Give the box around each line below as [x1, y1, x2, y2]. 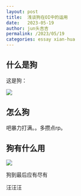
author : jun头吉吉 [6, 25, 49, 32]
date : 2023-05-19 [6, 20, 54, 26]
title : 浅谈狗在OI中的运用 [6, 14, 68, 20]
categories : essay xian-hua [6, 36, 76, 42]
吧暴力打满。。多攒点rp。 [6, 124, 66, 131]
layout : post [6, 8, 38, 15]
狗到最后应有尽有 [6, 171, 48, 179]
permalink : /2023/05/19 [6, 31, 65, 37]
